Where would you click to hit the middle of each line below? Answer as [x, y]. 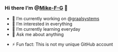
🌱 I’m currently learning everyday [46, 29]
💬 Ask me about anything [38, 35]
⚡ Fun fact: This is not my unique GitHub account [62, 45]
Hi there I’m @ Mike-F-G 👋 [36, 8]
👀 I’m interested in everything [42, 24]
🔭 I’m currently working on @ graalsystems [55, 19]
